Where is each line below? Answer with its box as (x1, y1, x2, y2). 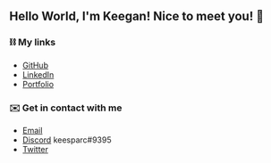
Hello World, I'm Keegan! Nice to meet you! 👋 (9, 9, 265, 24)
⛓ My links (9, 37, 56, 49)
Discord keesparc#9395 (21, 134, 112, 145)
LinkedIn (21, 69, 55, 80)
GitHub (21, 60, 49, 70)
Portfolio (21, 78, 55, 89)
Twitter (21, 143, 49, 154)
